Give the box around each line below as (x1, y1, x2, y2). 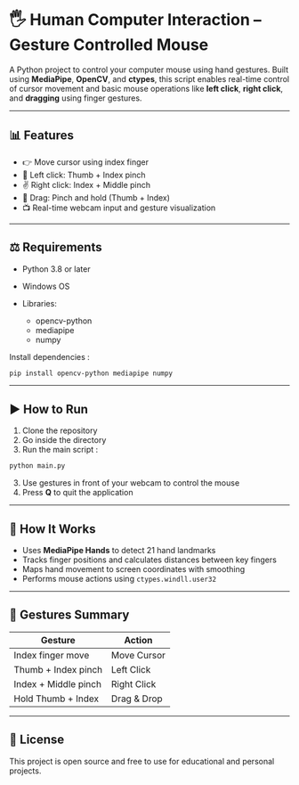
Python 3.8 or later (21, 263, 91, 274)
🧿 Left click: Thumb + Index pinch (21, 169, 146, 180)
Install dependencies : (9, 351, 91, 362)
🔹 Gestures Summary (9, 608, 130, 623)
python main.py (9, 462, 66, 470)
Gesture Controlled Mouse (9, 35, 209, 55)
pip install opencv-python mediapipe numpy (9, 369, 174, 378)
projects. (9, 765, 42, 776)
